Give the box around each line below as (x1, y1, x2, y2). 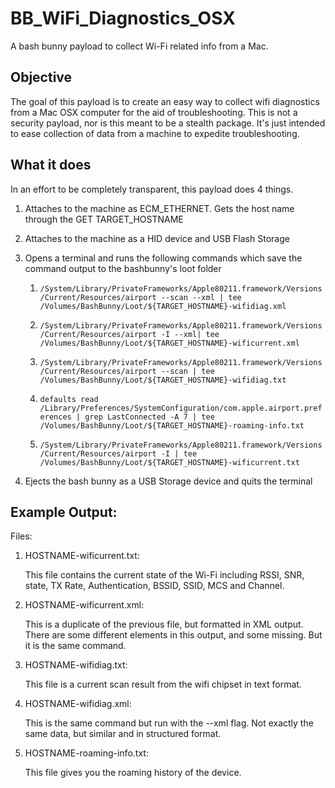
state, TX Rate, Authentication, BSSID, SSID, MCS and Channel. (24, 580, 285, 592)
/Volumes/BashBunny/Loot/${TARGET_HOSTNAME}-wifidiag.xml (39, 301, 287, 311)
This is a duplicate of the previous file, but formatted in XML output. (24, 618, 304, 631)
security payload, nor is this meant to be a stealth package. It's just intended (10, 117, 326, 129)
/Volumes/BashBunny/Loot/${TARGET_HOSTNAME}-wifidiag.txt (39, 375, 287, 385)
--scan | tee (160, 366, 215, 376)
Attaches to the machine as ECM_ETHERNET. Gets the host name (24, 202, 295, 214)
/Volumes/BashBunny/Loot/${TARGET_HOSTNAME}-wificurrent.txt (39, 457, 300, 467)
